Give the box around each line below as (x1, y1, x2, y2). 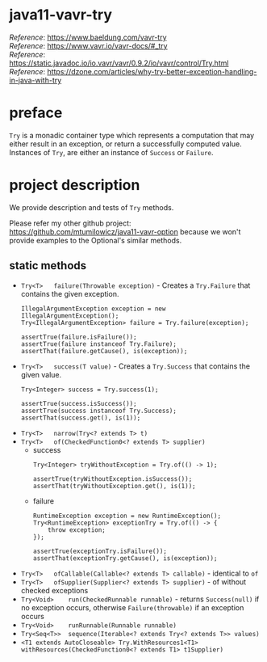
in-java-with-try (9, 75, 62, 85)
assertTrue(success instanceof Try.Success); (20, 407, 177, 415)
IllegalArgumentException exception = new (20, 305, 166, 313)
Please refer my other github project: (9, 218, 131, 228)
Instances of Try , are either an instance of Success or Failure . (9, 147, 214, 157)
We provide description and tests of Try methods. (9, 202, 174, 212)
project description (9, 176, 140, 195)
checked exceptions (20, 585, 89, 595)
